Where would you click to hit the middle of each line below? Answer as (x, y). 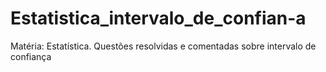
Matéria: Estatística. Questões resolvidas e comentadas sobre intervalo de (163, 46)
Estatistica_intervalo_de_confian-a (158, 18)
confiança (31, 56)
